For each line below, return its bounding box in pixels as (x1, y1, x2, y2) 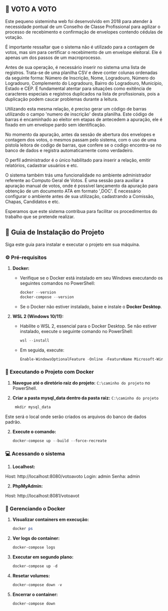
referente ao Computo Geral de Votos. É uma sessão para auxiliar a (5, 177, 143, 183)
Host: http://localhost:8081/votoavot (5, 492, 79, 498)
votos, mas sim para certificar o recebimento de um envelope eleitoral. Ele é (5, 49, 162, 55)
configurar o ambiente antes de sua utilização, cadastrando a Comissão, (5, 193, 154, 199)
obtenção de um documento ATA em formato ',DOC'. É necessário (5, 188, 141, 194)
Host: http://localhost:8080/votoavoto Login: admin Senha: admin (5, 473, 140, 479)
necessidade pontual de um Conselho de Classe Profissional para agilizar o (5, 23, 161, 29)
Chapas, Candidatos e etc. (5, 198, 60, 204)
